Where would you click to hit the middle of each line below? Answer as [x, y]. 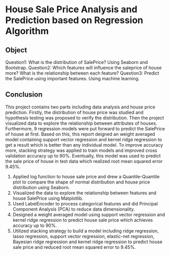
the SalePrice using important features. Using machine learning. [72, 78]
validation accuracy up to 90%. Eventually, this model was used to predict [83, 156]
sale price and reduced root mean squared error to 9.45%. [74, 247]
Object [16, 50]
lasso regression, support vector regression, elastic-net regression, [83, 236]
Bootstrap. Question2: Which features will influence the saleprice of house [83, 68]
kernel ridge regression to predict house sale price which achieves [83, 220]
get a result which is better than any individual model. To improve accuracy [84, 145]
